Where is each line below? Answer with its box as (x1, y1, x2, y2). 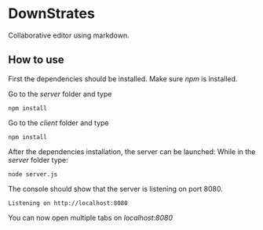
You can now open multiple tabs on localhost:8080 (8, 213, 173, 222)
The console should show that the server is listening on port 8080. (8, 184, 224, 193)
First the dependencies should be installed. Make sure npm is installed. (8, 74, 238, 83)
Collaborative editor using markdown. (8, 31, 130, 40)
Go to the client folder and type (8, 118, 109, 128)
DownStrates (8, 5, 96, 23)
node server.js (8, 170, 58, 178)
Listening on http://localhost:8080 (8, 199, 128, 207)
